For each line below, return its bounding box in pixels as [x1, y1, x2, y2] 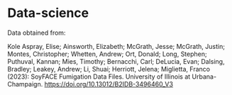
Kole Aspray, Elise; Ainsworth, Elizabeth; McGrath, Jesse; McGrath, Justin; [7, 42, 226, 50]
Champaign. [7, 79, 43, 88]
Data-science [7, 5, 89, 21]
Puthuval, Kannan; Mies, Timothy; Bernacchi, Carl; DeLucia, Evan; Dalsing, [7, 57, 225, 65]
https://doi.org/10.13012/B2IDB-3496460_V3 [44, 79, 174, 88]
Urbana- [192, 72, 217, 81]
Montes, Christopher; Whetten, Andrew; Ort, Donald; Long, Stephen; [7, 50, 207, 58]
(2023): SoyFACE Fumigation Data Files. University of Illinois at [7, 72, 191, 81]
